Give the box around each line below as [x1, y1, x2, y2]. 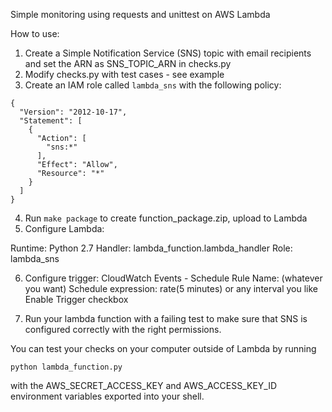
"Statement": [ [19, 116, 83, 126]
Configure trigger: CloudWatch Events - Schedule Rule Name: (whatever [24, 272, 323, 284]
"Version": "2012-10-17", [19, 107, 128, 117]
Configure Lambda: [24, 223, 105, 234]
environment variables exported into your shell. [10, 390, 205, 402]
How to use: [10, 28, 60, 39]
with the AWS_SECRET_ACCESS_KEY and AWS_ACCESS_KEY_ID [10, 380, 278, 391]
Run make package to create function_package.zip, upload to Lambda [24, 212, 308, 224]
